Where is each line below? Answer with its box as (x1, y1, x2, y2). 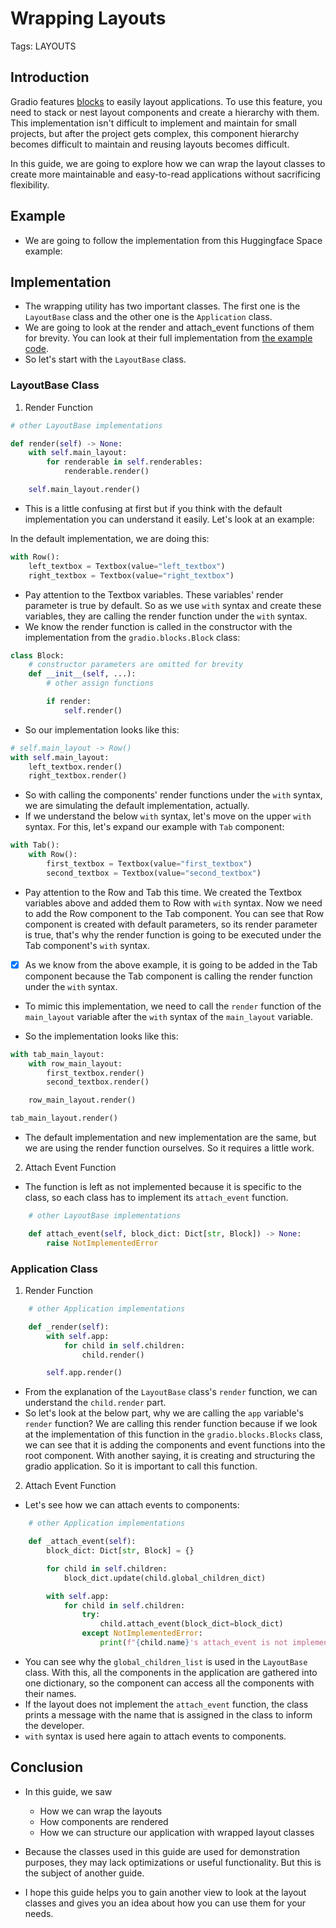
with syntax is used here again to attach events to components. (24, 1730, 287, 1742)
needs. (24, 1907, 54, 1919)
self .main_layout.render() (28, 485, 141, 495)
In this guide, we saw (24, 1785, 113, 1797)
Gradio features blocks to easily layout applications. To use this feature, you (10, 95, 323, 107)
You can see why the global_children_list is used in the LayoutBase (24, 1655, 308, 1667)
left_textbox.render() (28, 762, 123, 772)
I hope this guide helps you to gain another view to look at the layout (24, 1886, 307, 1898)
